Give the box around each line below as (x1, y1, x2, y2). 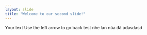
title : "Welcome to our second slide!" (5, 12, 86, 16)
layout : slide (5, 7, 34, 12)
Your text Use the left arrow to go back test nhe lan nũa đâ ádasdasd (5, 24, 142, 30)
